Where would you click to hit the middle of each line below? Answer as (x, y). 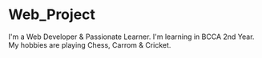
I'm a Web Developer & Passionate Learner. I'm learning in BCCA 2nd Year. (131, 37)
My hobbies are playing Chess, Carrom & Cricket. (90, 44)
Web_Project (52, 15)
